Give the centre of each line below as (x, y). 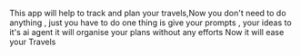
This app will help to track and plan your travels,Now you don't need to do (148, 13)
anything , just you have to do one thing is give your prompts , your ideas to (151, 23)
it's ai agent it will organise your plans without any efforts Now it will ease (147, 32)
